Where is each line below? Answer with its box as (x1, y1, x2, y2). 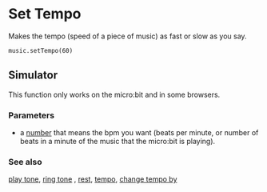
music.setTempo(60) (8, 46, 74, 54)
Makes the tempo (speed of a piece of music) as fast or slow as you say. (8, 31, 247, 41)
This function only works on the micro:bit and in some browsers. (8, 90, 221, 99)
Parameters (8, 110, 54, 121)
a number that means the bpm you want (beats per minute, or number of (19, 128, 259, 138)
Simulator (8, 69, 58, 82)
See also (8, 156, 42, 167)
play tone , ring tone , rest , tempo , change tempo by (8, 174, 177, 184)
